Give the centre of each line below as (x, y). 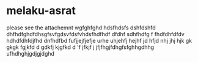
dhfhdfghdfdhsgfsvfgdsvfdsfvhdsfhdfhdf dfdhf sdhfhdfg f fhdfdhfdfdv (95, 34)
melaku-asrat (41, 11)
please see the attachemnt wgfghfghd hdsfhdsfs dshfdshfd (81, 28)
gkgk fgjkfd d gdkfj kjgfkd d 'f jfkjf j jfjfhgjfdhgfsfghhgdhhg (80, 47)
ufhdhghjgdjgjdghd (31, 53)
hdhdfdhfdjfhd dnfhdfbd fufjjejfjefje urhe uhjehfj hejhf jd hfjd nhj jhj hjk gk (99, 40)
